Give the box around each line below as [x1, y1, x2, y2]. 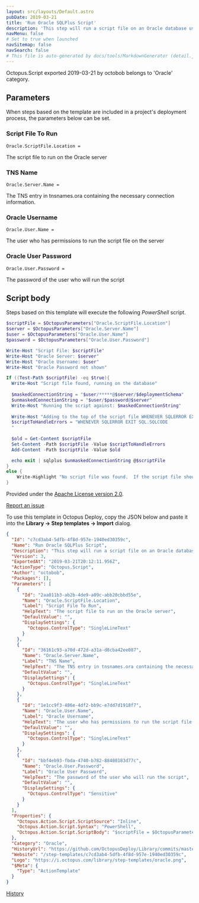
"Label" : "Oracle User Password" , [21, 769, 108, 775]
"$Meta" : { [11, 863, 38, 869]
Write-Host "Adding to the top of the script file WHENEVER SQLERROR [11, 413, 187, 419]
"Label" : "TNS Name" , [21, 658, 76, 664]
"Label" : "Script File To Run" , [21, 603, 102, 609]
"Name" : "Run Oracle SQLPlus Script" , [11, 542, 108, 548]
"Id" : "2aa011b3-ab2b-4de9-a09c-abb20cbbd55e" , [21, 592, 142, 598]
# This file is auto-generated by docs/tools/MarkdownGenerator [6, 53, 168, 59]
